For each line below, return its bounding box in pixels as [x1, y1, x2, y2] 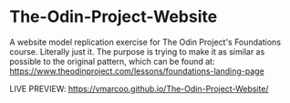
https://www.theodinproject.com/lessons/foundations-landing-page [9, 66, 264, 77]
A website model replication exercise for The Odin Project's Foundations [9, 36, 281, 47]
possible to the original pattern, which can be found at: [9, 56, 215, 67]
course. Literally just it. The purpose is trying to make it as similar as [9, 46, 265, 57]
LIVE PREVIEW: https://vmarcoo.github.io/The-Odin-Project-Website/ [9, 83, 269, 94]
